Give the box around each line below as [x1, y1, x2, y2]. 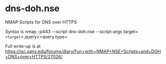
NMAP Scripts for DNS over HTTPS [5, 19, 77, 25]
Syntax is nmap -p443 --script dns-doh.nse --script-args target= [5, 28, 139, 34]
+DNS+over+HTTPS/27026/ [5, 53, 63, 59]
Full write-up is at [5, 43, 41, 49]
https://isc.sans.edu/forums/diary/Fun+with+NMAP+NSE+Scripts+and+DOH [5, 48, 161, 54]
